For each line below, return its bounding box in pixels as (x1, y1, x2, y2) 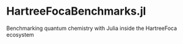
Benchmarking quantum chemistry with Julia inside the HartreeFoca (6, 24, 178, 32)
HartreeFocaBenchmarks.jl (6, 4, 146, 18)
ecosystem (6, 31, 35, 38)
